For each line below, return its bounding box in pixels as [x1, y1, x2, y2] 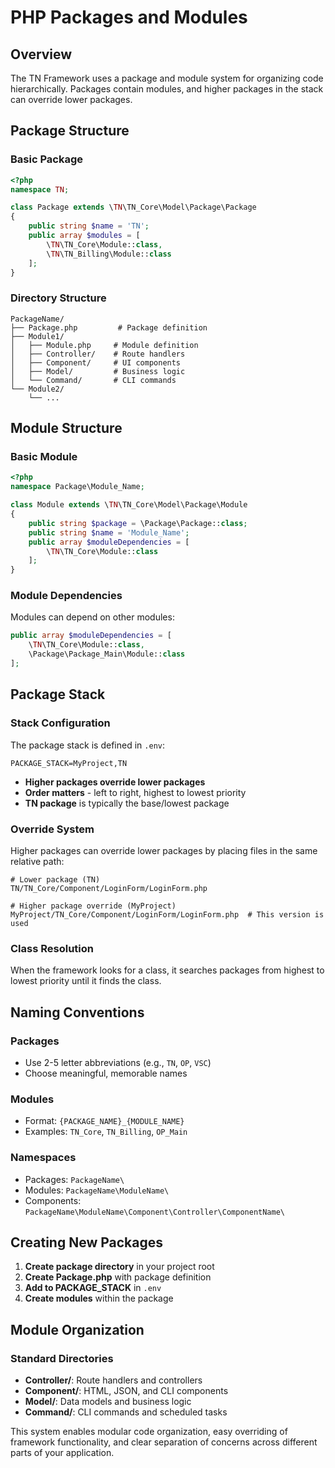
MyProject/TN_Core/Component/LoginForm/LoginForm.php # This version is [10, 909, 325, 920]
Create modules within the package [24, 1292, 174, 1305]
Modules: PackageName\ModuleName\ [24, 1184, 170, 1196]
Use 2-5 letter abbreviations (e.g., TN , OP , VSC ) [24, 1056, 212, 1068]
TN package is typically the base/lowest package [24, 797, 230, 809]
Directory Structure [10, 291, 107, 305]
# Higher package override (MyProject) [10, 901, 177, 911]
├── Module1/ [10, 331, 65, 341]
